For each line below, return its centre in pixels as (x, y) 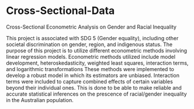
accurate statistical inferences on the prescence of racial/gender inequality (96, 94)
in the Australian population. (40, 100)
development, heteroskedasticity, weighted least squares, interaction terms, (97, 63)
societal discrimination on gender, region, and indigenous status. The (89, 44)
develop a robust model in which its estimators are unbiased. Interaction (93, 75)
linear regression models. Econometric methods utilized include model (91, 57)
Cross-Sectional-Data (60, 11)
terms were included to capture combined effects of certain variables (90, 81)
